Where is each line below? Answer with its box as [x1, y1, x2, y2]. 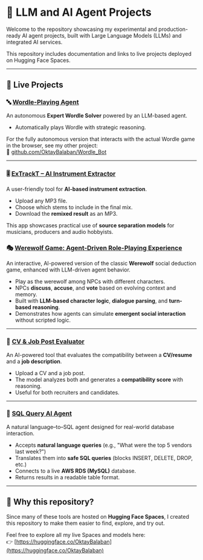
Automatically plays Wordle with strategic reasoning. [14, 124, 146, 131]
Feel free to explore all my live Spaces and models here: [6, 531, 146, 538]
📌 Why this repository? [6, 497, 94, 507]
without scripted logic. [14, 316, 71, 324]
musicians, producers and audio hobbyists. [6, 228, 114, 235]
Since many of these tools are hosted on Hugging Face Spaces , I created [6, 513, 189, 520]
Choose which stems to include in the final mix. [14, 203, 133, 211]
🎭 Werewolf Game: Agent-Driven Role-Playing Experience [6, 244, 182, 252]
